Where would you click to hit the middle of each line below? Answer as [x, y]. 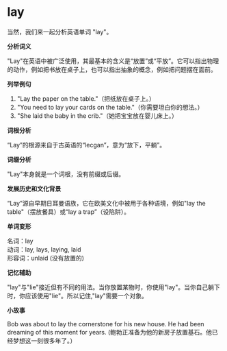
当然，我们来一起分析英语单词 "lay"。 [60, 32]
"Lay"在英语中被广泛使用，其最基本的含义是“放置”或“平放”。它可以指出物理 [113, 61]
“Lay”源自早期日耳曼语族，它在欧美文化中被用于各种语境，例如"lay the [107, 203]
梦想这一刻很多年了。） [44, 341]
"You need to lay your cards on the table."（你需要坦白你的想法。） [110, 107]
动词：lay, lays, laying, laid [44, 249]
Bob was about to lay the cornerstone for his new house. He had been [106, 324]
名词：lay [20, 241]
